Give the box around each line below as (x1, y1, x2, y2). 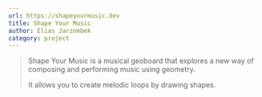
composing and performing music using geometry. (27, 65, 196, 75)
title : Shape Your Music (8, 19, 91, 27)
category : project (8, 34, 70, 42)
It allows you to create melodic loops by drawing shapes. (27, 80, 216, 90)
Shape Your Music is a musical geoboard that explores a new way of (27, 56, 254, 66)
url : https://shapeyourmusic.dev (8, 11, 120, 20)
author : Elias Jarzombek (8, 26, 91, 34)
